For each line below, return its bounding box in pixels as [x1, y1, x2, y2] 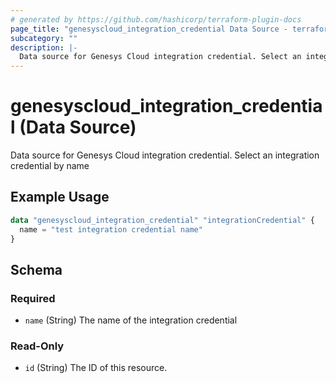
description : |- [10, 42, 78, 53]
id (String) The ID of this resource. [24, 362, 168, 374]
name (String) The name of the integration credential [24, 314, 238, 326]
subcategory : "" [10, 33, 78, 43]
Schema [10, 261, 63, 278]
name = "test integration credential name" [19, 224, 203, 235]
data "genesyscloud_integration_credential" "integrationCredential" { [10, 215, 315, 225]
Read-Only [10, 339, 65, 353]
